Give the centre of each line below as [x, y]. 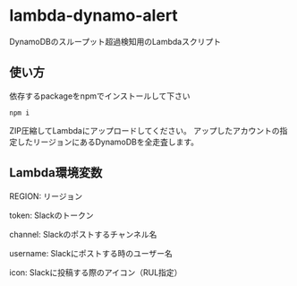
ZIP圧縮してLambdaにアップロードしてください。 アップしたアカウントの [144, 130]
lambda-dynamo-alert [94, 16]
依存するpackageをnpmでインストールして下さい [100, 96]
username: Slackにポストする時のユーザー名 [91, 253]
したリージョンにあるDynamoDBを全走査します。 [108, 142]
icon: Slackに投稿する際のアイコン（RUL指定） [96, 272]
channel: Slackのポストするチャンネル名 [83, 234]
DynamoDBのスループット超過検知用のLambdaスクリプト [115, 41]
